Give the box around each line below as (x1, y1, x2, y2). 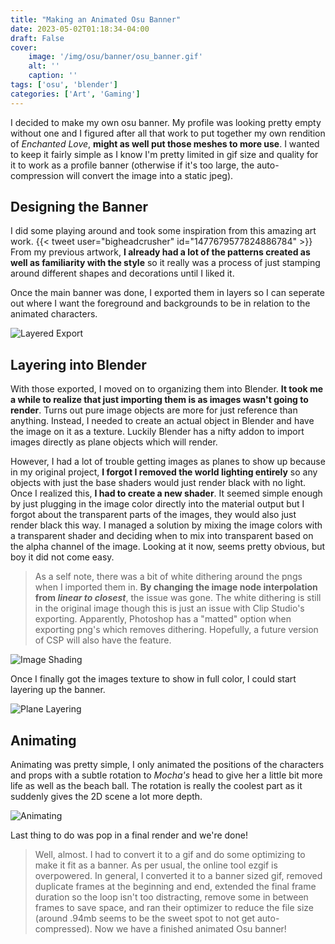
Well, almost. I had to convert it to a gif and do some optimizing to (34, 849, 306, 861)
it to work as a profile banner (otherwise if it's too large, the (10, 159, 255, 171)
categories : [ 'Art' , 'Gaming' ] (10, 89, 141, 99)
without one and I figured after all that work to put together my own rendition (10, 127, 326, 139)
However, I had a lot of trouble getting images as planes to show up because (10, 456, 326, 468)
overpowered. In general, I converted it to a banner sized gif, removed (34, 870, 323, 882)
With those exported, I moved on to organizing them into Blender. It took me (10, 383, 324, 395)
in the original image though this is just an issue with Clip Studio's (34, 602, 305, 615)
